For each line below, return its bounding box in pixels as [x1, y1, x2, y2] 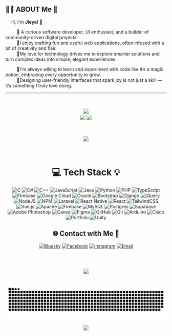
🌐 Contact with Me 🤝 [52, 229, 120, 238]
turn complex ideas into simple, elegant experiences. [5, 56, 117, 62]
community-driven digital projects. [5, 34, 78, 40]
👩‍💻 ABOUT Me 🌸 [5, 5, 58, 14]
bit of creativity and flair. [5, 45, 57, 51]
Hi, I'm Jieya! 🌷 [10, 19, 43, 25]
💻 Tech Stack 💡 [52, 167, 120, 178]
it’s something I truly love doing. [5, 82, 73, 89]
